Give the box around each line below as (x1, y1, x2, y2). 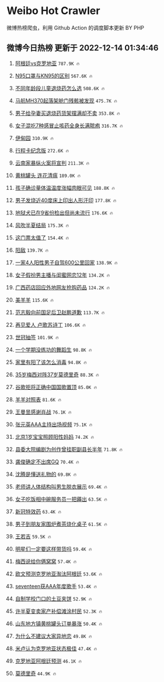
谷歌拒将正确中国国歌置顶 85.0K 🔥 (15, 383, 97, 390)
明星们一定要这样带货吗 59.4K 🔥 (15, 545, 92, 552)
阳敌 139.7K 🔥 (15, 246, 49, 253)
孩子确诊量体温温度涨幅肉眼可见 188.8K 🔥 (15, 184, 116, 191)
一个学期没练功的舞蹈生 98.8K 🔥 (15, 346, 92, 353)
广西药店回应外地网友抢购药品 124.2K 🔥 (15, 284, 110, 291)
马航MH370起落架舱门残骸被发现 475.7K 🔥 (15, 97, 117, 104)
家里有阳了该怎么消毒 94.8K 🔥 (15, 359, 87, 366)
